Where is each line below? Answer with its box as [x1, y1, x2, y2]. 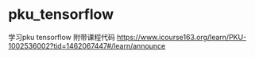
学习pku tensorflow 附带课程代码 [8, 32, 115, 42]
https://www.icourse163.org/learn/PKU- [116, 32, 247, 42]
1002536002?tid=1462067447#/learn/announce [8, 41, 166, 50]
